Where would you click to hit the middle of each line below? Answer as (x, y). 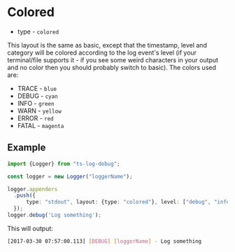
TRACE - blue (37, 88)
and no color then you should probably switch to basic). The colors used (112, 67)
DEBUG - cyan (37, 96)
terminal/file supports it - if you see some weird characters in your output (113, 59)
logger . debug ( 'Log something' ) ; (54, 215)
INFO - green (36, 103)
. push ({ (25, 196)
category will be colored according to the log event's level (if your (102, 52)
